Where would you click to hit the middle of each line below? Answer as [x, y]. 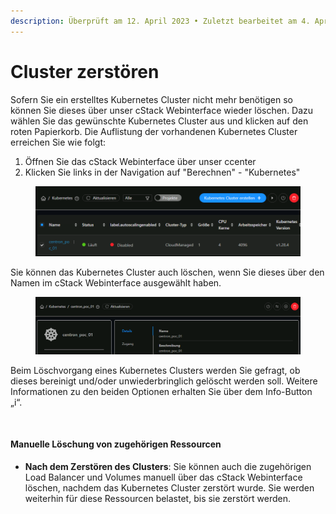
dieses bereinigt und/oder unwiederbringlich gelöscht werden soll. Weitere [164, 381]
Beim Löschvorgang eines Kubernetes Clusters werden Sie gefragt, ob [155, 370]
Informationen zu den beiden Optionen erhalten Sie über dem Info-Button [161, 391]
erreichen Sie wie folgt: [58, 142]
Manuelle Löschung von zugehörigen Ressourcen [116, 444]
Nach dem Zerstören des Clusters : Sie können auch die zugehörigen [168, 466]
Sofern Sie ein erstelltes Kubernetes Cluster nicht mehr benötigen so [151, 99]
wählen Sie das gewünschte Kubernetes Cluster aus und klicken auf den [159, 121]
